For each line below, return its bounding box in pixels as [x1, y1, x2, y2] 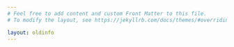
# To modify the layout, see [7, 17, 92, 23]
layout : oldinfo [7, 29, 54, 36]
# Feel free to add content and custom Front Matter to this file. [7, 10, 208, 17]
